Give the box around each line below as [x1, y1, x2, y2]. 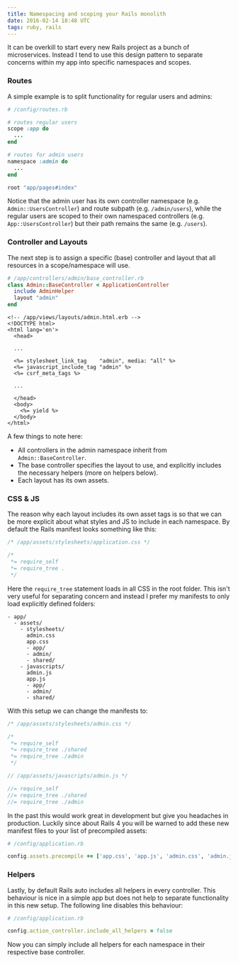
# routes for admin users [7, 151, 84, 158]
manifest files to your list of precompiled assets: [7, 826, 147, 835]
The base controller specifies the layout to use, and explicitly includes [17, 461, 222, 470]
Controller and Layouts [7, 237, 88, 247]
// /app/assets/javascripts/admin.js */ [7, 773, 129, 780]
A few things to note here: [7, 432, 83, 441]
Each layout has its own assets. [17, 476, 110, 485]
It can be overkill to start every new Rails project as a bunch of [7, 43, 190, 52]
